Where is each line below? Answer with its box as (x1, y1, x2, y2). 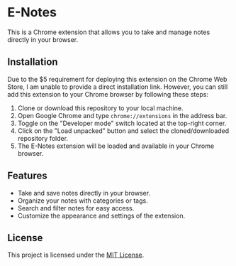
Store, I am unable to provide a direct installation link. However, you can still (7, 83, 228, 91)
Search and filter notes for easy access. (17, 203, 135, 212)
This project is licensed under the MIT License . (7, 250, 145, 260)
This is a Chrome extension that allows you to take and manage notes (7, 28, 210, 36)
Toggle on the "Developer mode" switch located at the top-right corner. (17, 119, 227, 127)
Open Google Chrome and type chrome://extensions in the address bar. (17, 111, 227, 119)
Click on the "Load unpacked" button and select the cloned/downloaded (17, 126, 230, 135)
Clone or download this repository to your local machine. (17, 104, 184, 112)
